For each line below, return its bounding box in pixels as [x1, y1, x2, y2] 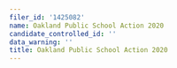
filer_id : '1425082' [9, 12, 86, 22]
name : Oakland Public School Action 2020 [9, 21, 165, 30]
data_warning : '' [9, 37, 73, 47]
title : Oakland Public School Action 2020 [9, 46, 168, 55]
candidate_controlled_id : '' [9, 29, 117, 38]
